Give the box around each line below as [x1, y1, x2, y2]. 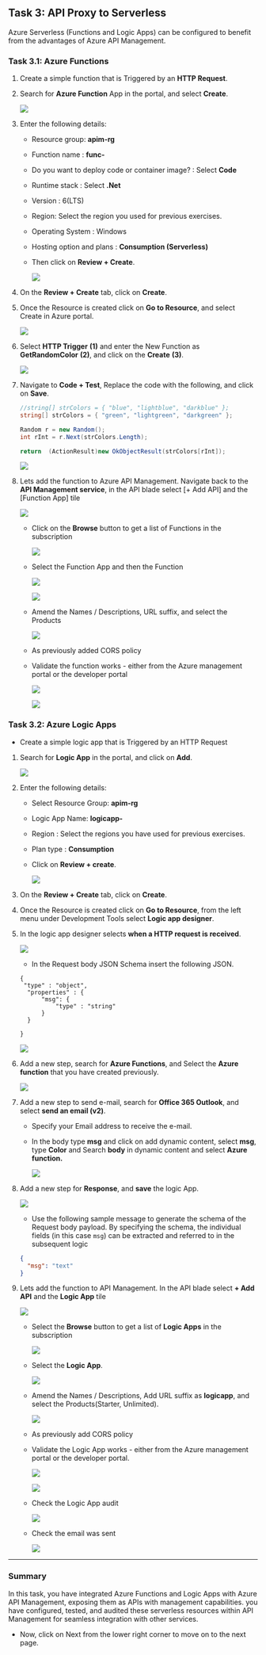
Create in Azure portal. [19, 312, 94, 321]
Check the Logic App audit [31, 1498, 119, 1508]
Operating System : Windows [31, 227, 127, 236]
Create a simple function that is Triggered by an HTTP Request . [19, 74, 228, 83]
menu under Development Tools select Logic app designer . [19, 913, 215, 923]
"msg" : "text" [27, 1262, 74, 1270]
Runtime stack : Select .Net [31, 181, 121, 190]
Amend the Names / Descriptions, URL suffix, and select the [31, 607, 228, 617]
